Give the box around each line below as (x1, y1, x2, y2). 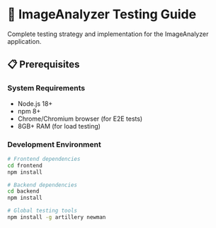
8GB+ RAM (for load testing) (17, 121, 101, 130)
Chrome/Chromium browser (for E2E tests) (17, 114, 143, 123)
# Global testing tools (7, 208, 78, 215)
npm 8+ (17, 107, 41, 115)
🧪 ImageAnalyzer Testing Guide (7, 6, 197, 23)
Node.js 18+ (17, 99, 53, 108)
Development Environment (7, 139, 101, 149)
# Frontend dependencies (7, 155, 81, 162)
